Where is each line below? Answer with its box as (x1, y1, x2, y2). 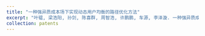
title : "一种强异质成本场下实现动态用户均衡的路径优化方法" (6, 9, 140, 15)
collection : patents (6, 20, 59, 26)
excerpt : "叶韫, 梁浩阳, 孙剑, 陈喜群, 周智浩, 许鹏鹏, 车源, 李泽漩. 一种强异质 (6, 15, 196, 21)
